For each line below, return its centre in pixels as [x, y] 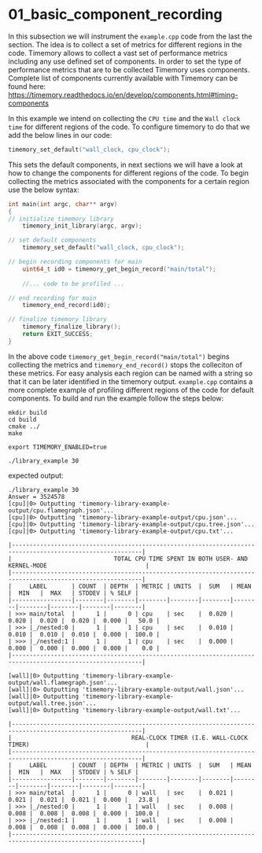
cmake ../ [24, 427]
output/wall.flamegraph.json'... [63, 682]
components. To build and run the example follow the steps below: [116, 398]
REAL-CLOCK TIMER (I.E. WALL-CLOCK [189, 737]
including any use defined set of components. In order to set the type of [125, 61]
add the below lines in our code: [60, 135]
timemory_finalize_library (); [72, 327]
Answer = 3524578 [37, 497]
